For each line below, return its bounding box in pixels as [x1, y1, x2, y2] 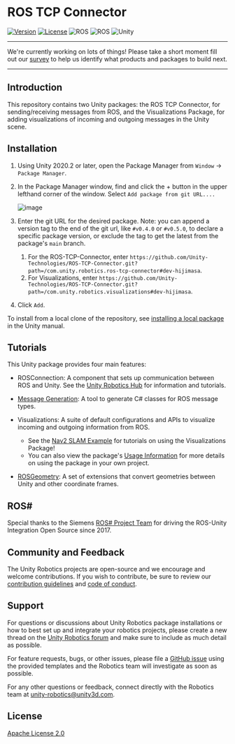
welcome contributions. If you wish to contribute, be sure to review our [7, 572, 211, 581]
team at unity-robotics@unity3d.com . [7, 690, 115, 699]
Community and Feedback [7, 546, 124, 558]
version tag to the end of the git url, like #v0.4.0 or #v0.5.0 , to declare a [17, 224, 224, 233]
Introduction [7, 82, 63, 94]
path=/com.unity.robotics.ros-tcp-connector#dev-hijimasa [27, 267, 201, 275]
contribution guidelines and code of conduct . [7, 580, 138, 588]
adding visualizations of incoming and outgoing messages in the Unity [7, 115, 210, 123]
